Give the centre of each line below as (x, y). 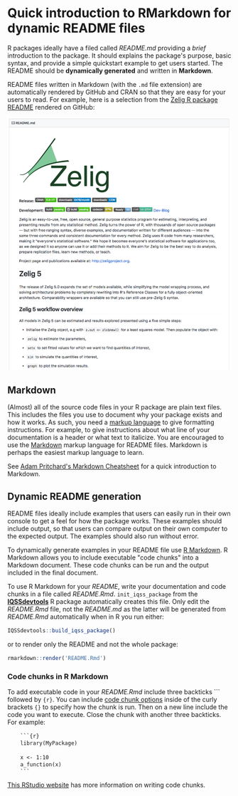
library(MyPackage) (49, 743)
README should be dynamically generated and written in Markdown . (110, 70)
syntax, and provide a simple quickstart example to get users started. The (115, 63)
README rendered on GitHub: (51, 107)
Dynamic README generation (75, 496)
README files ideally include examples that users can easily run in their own (119, 513)
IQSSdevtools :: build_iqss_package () (61, 630)
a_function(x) (41, 764)
